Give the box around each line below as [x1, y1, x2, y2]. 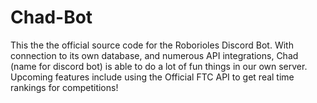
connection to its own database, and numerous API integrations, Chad [10, 49, 299, 61]
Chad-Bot [10, 6, 93, 29]
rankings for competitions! [10, 81, 119, 93]
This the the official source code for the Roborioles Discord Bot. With [10, 39, 294, 51]
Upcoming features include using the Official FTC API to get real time [10, 71, 295, 83]
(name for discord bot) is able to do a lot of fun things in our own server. [10, 60, 308, 72]
